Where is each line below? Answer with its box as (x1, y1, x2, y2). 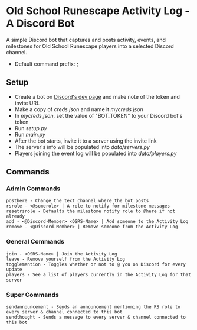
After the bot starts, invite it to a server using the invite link (14, 137, 157, 144)
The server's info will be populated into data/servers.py (14, 143, 150, 150)
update (6, 266, 22, 273)
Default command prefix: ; (14, 60, 78, 67)
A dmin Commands (6, 185, 61, 193)
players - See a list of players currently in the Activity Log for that (6, 271, 192, 277)
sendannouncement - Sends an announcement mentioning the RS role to (6, 304, 181, 310)
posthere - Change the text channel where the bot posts (6, 198, 149, 204)
